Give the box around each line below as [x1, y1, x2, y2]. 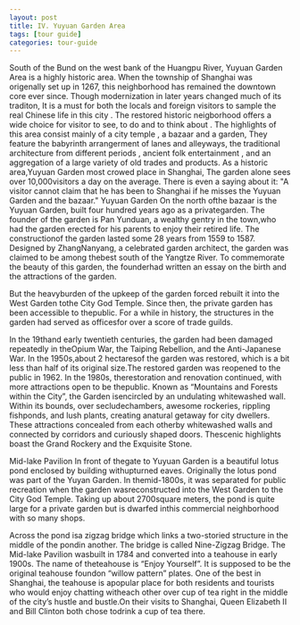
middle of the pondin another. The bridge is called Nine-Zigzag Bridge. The [9, 539, 286, 550]
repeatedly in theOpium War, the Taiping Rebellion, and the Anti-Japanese [9, 344, 281, 354]
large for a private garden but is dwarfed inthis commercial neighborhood [9, 504, 279, 514]
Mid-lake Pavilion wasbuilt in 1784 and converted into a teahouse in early [9, 549, 279, 560]
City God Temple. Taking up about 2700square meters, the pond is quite [9, 494, 275, 504]
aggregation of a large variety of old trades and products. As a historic [9, 157, 269, 168]
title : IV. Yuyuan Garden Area [9, 21, 126, 30]
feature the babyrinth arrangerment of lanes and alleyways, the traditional [9, 138, 281, 149]
